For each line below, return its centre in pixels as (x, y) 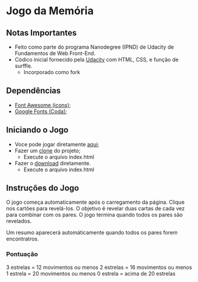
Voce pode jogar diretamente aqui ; (57, 144)
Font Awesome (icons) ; (43, 105)
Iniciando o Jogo (38, 130)
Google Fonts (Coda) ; (41, 111)
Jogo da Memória (50, 11)
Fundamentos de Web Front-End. (55, 53)
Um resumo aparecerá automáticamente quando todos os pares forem (92, 233)
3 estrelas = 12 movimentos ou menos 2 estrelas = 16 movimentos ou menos (99, 267)
